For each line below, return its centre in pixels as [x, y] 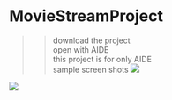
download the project [91, 40]
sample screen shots [91, 69]
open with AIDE [81, 49]
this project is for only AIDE [102, 59]
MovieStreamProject [86, 16]
